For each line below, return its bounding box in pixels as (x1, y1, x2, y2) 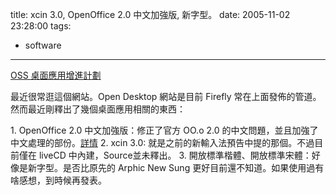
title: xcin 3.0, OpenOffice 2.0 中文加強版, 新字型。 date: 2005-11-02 (10, 9, 291, 20)
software (24, 39, 62, 51)
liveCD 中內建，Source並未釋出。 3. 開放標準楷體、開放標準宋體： (38, 149, 312, 161)
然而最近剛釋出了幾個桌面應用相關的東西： (10, 103, 186, 115)
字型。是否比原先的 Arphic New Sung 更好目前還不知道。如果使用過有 (36, 162, 325, 173)
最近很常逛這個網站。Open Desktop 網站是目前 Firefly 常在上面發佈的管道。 (10, 91, 322, 102)
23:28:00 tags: (10, 20, 72, 32)
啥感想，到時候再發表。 (10, 174, 107, 186)
